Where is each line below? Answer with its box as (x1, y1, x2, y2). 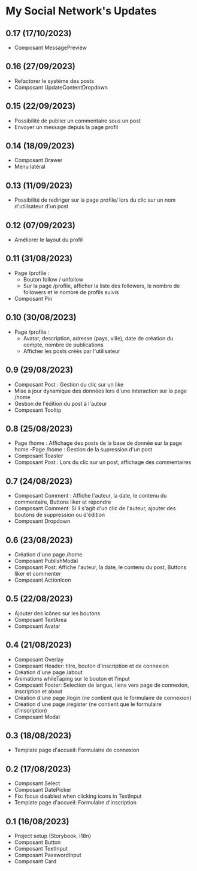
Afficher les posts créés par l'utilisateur (23, 347, 120, 355)
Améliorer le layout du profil (14, 236, 83, 244)
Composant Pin (14, 295, 53, 302)
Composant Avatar (14, 622, 60, 630)
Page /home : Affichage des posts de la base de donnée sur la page (14, 439, 182, 447)
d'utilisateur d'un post (14, 203, 69, 210)
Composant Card (14, 858, 57, 865)
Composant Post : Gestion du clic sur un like (14, 381, 124, 388)
